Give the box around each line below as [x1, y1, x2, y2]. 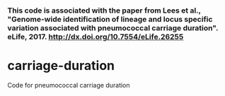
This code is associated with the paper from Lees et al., [7, 6, 201, 15]
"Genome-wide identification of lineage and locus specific [7, 14, 213, 24]
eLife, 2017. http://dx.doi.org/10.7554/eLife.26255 [7, 32, 184, 41]
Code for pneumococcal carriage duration [7, 81, 130, 89]
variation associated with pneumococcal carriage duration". [7, 23, 219, 33]
